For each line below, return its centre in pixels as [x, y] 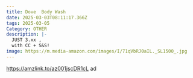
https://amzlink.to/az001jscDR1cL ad [51, 68]
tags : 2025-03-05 [28, 23]
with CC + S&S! [31, 46]
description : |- [27, 34]
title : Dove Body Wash [36, 12]
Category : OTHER [27, 29]
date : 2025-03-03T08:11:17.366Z [47, 18]
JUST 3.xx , [27, 40]
